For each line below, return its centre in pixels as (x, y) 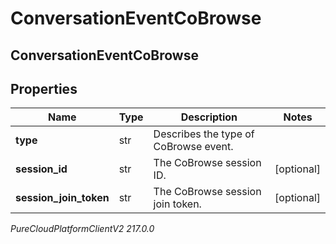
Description (209, 117)
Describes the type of (204, 134)
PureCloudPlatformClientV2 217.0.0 (82, 229)
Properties (44, 88)
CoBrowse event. (193, 147)
